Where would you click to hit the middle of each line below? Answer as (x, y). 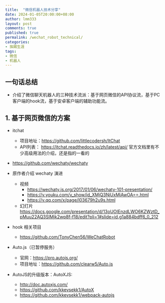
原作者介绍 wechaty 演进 (37, 173)
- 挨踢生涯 (15, 47)
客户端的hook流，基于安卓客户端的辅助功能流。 (61, 101)
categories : (17, 42)
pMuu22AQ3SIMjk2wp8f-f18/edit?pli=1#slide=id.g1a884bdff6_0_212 (89, 217)
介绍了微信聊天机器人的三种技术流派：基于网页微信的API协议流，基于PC (86, 95)
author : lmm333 (21, 19)
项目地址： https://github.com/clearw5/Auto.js (66, 264)
